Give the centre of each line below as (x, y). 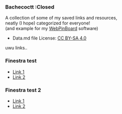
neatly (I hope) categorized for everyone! (48, 23)
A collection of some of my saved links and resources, (61, 18)
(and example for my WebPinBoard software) (52, 28)
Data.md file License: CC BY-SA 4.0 (49, 38)
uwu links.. (16, 48)
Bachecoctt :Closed (30, 7)
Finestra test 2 (23, 90)
